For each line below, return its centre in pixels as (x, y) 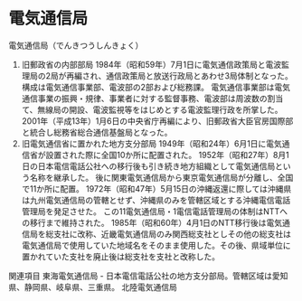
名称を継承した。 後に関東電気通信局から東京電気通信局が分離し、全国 (161, 177)
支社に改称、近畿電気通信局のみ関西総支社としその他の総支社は (172, 234)
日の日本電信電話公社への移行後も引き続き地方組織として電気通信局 (148, 166)
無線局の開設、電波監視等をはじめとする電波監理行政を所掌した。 (160, 109)
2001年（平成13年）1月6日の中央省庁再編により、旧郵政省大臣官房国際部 (157, 121)
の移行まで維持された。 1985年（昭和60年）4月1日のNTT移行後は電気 (151, 222)
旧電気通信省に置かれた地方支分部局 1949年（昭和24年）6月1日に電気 (151, 143)
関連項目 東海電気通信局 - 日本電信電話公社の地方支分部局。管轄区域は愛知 (148, 276)
